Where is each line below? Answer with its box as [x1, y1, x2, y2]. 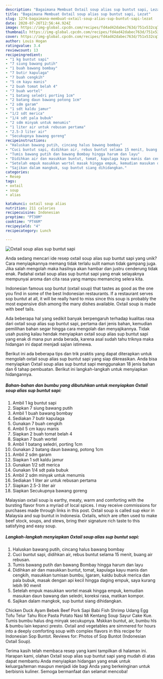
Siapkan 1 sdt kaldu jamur [12, 456, 64, 462]
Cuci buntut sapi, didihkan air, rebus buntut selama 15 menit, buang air [12, 551, 153, 557]
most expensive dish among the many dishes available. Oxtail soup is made [5, 301, 156, 307]
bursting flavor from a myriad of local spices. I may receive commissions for [5, 502, 157, 508]
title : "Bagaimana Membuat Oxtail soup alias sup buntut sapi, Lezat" [5, 12, 151, 17]
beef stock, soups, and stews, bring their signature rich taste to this [5, 518, 140, 523]
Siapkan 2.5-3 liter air [12, 482, 56, 488]
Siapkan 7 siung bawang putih [12, 405, 73, 411]
